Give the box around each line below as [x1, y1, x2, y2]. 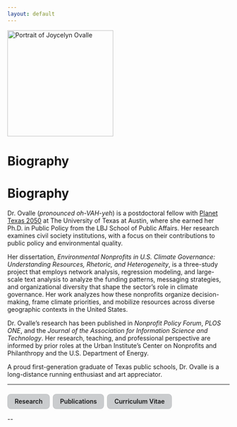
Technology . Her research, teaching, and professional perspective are [7, 334, 211, 342]
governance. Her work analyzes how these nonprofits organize [7, 290, 190, 298]
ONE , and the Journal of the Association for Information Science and [7, 326, 208, 334]
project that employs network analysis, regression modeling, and [7, 267, 195, 276]
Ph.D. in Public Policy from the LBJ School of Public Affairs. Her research [7, 223, 219, 232]
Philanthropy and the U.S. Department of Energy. [7, 349, 150, 357]
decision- [191, 290, 220, 298]
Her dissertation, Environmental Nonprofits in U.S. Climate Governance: [7, 252, 216, 261]
